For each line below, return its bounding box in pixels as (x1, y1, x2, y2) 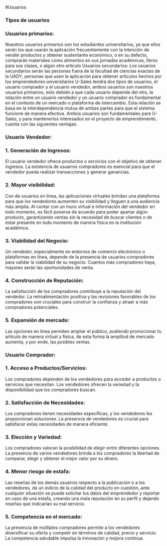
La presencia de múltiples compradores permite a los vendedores (5, 524, 141, 530)
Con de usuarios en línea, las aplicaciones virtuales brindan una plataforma (5, 192, 160, 199)
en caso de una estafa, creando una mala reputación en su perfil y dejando (5, 495, 160, 501)
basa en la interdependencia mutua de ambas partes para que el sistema (5, 105, 155, 111)
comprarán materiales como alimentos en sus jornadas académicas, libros (5, 57, 158, 63)
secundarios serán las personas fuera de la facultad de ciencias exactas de (5, 68, 161, 74)
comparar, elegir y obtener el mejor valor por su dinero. (5, 455, 119, 461)
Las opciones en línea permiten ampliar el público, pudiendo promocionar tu (5, 328, 162, 334)
